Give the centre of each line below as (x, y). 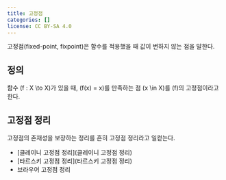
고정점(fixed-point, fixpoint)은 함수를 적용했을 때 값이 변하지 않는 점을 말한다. (111, 47)
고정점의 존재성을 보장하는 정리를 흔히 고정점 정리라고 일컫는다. (91, 138)
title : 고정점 (25, 13)
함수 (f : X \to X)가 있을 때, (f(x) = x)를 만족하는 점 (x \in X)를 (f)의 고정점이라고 (113, 88)
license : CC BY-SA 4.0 (39, 26)
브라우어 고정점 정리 (43, 169)
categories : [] (29, 20)
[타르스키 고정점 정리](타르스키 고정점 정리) (74, 161)
